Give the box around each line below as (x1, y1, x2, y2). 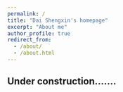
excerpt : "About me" (7, 23, 68, 30)
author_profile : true (7, 29, 71, 37)
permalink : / (7, 10, 46, 18)
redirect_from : (7, 37, 52, 44)
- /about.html (13, 50, 55, 57)
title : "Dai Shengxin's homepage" (7, 17, 109, 24)
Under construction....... (7, 75, 117, 88)
